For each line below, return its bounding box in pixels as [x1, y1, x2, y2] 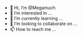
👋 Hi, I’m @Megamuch [9, 5, 56, 10]
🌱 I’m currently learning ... [9, 15, 63, 21]
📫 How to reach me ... [9, 26, 56, 32]
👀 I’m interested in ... [9, 10, 52, 16]
